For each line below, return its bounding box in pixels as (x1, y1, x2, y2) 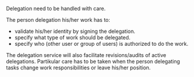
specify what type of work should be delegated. (14, 34, 131, 41)
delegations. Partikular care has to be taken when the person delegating (6, 58, 181, 65)
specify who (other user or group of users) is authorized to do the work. (14, 41, 189, 47)
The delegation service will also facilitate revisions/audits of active (6, 52, 166, 58)
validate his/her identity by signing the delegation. (14, 28, 136, 35)
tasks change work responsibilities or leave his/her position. (6, 64, 151, 71)
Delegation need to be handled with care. (6, 5, 106, 12)
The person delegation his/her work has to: (6, 16, 110, 23)
